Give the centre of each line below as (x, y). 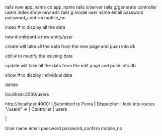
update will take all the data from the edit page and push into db (71, 66)
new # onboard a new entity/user (39, 37)
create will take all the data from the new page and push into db (70, 46)
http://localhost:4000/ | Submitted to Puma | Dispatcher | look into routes (80, 104)
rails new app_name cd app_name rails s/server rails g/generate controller (81, 7)
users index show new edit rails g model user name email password (75, 12)
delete (12, 85)
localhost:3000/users (27, 94)
